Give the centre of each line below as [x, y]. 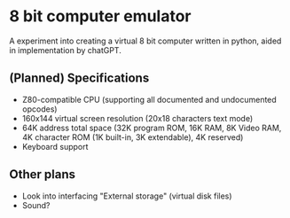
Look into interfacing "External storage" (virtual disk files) [127, 196]
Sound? [36, 205]
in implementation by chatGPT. [65, 50]
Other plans [42, 175]
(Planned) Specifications [79, 78]
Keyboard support [55, 146]
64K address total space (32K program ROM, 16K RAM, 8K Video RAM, [152, 128]
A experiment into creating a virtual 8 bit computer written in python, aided [145, 41]
